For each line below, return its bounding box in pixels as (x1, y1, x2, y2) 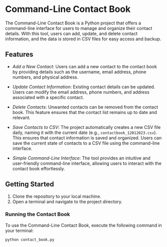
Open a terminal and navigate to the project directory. (12, 198, 123, 205)
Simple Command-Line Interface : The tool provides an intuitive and (12, 155, 151, 161)
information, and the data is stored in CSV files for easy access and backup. (5, 36, 162, 42)
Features (5, 50, 33, 59)
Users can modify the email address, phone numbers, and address (12, 89, 150, 95)
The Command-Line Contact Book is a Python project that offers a (5, 20, 141, 26)
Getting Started (5, 180, 54, 189)
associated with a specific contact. (12, 94, 84, 100)
